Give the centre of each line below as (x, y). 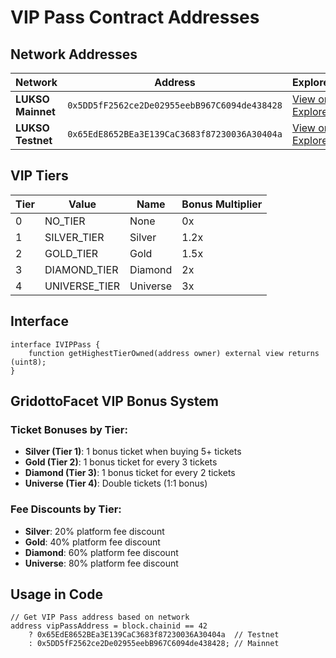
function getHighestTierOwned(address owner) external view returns (174, 353)
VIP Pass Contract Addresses (135, 17)
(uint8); (28, 362)
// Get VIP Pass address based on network (100, 617)
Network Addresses (74, 54)
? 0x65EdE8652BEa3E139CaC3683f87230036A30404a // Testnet (154, 635)
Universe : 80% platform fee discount (101, 563)
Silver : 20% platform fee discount (94, 531)
